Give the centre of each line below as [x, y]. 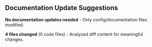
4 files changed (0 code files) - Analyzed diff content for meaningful [74, 34]
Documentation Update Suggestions [62, 8]
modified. [15, 25]
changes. [14, 39]
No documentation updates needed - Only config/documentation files [76, 19]
